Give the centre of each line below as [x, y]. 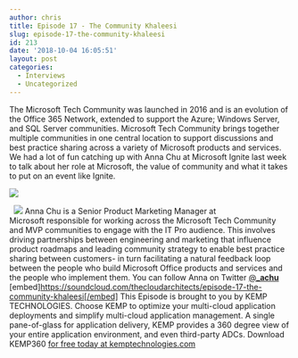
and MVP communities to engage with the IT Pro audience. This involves [142, 229]
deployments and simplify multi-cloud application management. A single [142, 315]
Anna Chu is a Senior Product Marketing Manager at [120, 211]
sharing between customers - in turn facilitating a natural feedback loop [140, 258]
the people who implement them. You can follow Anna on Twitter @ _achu [144, 277]
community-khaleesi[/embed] [64, 296]
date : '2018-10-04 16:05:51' [63, 51]
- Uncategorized [47, 84]
